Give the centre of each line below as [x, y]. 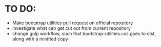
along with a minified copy [40, 39]
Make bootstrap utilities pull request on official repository [73, 23]
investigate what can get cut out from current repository [72, 28]
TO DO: [21, 9]
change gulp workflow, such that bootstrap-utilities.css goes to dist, [84, 33]
